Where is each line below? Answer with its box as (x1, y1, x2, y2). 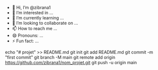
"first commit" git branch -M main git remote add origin (5, 54, 116, 60)
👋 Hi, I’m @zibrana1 (12, 5, 51, 10)
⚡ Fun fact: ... (12, 38, 39, 44)
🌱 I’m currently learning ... (12, 15, 64, 20)
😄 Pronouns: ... (12, 33, 44, 38)
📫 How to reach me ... (12, 26, 57, 31)
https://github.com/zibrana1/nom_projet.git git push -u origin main (5, 60, 137, 65)
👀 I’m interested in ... (12, 10, 53, 16)
